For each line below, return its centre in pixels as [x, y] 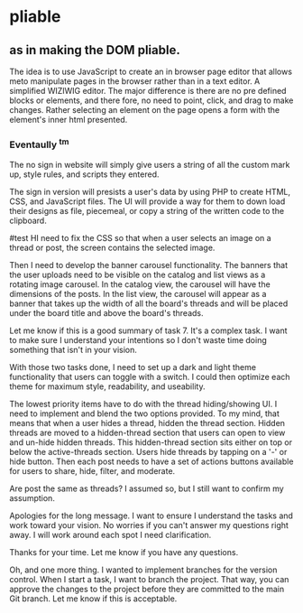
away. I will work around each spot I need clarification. [110, 534]
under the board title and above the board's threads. [107, 312]
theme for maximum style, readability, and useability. [107, 386]
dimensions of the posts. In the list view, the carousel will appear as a [138, 293]
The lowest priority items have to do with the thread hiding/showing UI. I [143, 404]
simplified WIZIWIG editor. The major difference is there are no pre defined [148, 91]
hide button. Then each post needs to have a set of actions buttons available [151, 461]
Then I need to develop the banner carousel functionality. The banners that [149, 265]
